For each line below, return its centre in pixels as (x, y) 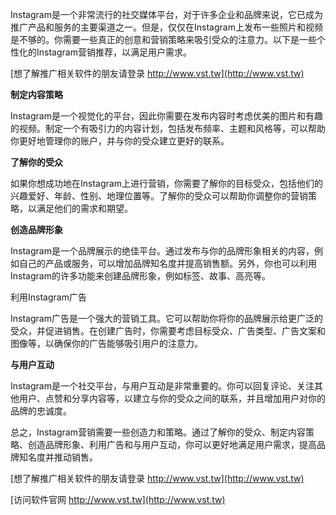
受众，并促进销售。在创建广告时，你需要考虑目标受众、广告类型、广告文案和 (168, 331)
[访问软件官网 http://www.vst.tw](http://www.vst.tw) (118, 499)
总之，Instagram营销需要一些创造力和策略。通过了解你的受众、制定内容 (158, 432)
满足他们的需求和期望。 (84, 208)
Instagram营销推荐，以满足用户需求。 (114, 52)
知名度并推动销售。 (58, 457)
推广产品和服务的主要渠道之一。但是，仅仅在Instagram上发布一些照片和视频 (166, 27)
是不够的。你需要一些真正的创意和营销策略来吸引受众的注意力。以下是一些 (163, 39)
